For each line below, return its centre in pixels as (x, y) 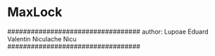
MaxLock (35, 12)
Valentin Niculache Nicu (42, 38)
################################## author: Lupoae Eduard (108, 31)
